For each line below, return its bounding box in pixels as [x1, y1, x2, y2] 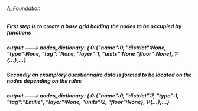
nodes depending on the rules [7, 77, 82, 85]
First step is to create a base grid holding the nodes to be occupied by [7, 23, 182, 30]
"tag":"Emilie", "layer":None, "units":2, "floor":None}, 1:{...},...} [7, 99, 170, 106]
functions [7, 29, 31, 36]
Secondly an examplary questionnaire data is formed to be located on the [7, 71, 192, 78]
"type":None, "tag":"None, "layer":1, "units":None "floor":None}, [7, 50, 174, 57]
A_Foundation [7, 5, 41, 12]
